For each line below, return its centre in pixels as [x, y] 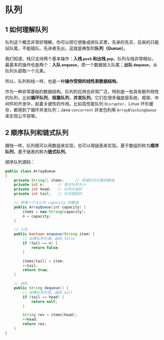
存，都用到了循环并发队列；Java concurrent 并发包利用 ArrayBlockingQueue [81, 110]
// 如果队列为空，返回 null [48, 292]
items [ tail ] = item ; [43, 261]
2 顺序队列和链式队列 [37, 133]
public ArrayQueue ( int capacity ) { [50, 207]
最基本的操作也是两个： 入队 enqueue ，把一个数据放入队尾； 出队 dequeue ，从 [81, 65]
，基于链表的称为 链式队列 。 [41, 151]
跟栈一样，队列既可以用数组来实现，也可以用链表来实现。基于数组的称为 [78, 145]
